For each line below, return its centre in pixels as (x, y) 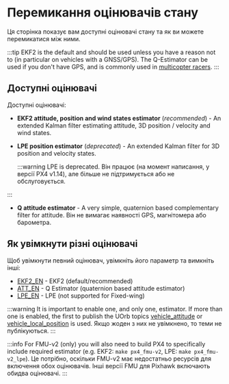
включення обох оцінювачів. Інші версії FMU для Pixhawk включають (109, 365)
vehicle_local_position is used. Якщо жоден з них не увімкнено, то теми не (114, 323)
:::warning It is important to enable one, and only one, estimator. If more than (115, 309)
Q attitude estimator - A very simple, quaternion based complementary (118, 208)
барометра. (34, 222)
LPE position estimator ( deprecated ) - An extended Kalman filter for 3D (118, 146)
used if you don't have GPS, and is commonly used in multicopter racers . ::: (113, 67)
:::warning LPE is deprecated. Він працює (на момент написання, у (113, 167)
